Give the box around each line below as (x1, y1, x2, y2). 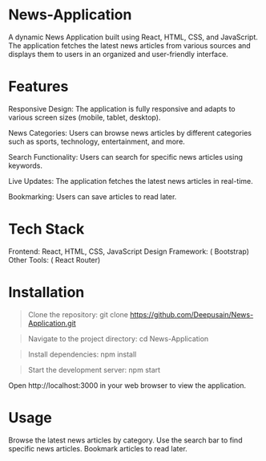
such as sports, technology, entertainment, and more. (8, 137, 186, 146)
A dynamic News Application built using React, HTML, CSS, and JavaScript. (8, 32, 258, 42)
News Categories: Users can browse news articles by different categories (8, 128, 252, 137)
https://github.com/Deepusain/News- (129, 309, 254, 319)
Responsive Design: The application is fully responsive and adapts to (8, 104, 236, 113)
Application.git (27, 318, 76, 328)
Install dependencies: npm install (27, 349, 137, 359)
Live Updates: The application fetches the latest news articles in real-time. (8, 176, 254, 186)
